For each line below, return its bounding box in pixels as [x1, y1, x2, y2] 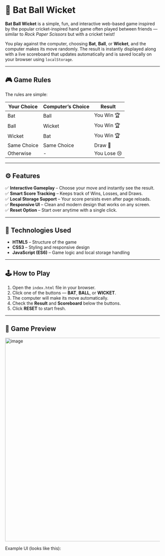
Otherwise [7, 150, 32, 156]
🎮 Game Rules [5, 76, 52, 84]
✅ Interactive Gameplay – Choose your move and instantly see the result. [5, 185, 155, 191]
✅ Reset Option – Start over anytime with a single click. [5, 207, 117, 213]
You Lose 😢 [94, 150, 122, 156]
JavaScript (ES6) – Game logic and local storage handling [12, 249, 130, 255]
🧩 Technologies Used [5, 226, 71, 234]
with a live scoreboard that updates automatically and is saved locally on [5, 51, 152, 57]
